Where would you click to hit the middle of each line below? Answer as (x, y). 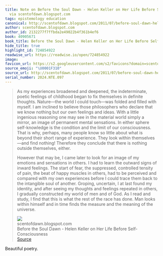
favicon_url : (18, 64)
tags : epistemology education (36, 18)
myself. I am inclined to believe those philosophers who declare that (85, 107)
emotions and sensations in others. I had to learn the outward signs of (87, 163)
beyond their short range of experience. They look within (74, 138)
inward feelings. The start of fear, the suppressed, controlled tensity (85, 168)
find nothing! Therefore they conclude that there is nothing (88, 143)
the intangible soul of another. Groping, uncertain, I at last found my (84, 183)
